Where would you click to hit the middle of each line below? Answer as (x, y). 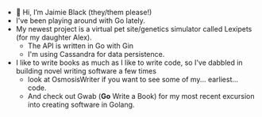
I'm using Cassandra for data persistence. (96, 54)
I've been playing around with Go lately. (80, 21)
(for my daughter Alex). (54, 37)
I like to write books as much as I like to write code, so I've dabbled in (129, 62)
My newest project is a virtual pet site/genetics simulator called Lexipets (134, 29)
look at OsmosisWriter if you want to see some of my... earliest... (133, 79)
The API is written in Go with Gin (80, 46)
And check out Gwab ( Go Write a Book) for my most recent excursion (141, 96)
